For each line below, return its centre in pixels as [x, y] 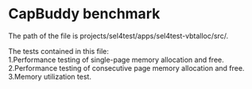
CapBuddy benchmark [84, 14]
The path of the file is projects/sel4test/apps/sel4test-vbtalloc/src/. [118, 36]
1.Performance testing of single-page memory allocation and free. [116, 60]
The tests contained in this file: [59, 51]
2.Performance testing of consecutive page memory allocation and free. [126, 68]
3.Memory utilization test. [50, 76]
